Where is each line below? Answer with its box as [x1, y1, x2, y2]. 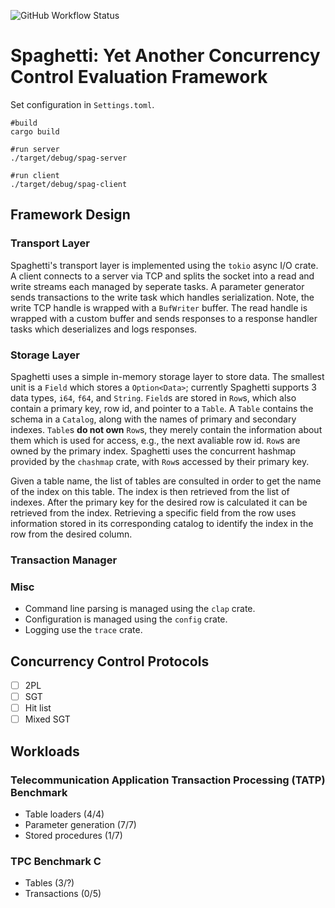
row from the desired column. [10, 528, 133, 540]
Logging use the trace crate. [24, 624, 143, 636]
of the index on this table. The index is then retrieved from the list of [10, 485, 290, 497]
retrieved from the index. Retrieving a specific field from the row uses [10, 506, 297, 519]
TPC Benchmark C [10, 854, 102, 868]
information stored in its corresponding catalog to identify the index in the [10, 517, 314, 529]
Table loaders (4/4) [24, 808, 105, 820]
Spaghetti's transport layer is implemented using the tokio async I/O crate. [10, 259, 319, 271]
